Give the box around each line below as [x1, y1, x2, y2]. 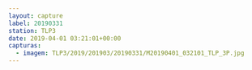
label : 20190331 [8, 19, 63, 27]
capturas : [8, 42, 42, 50]
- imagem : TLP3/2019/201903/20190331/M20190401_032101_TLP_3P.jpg [15, 49, 245, 57]
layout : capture [8, 11, 63, 20]
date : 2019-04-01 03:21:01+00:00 [8, 34, 122, 43]
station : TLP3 [8, 27, 57, 35]
